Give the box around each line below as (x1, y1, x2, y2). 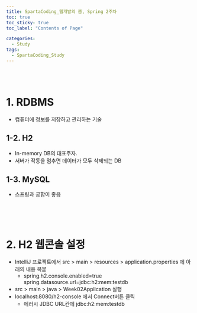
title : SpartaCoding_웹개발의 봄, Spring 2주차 (6, 8, 117, 15)
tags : (6, 47, 20, 53)
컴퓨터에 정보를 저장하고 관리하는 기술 (14, 116, 102, 123)
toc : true (6, 14, 31, 20)
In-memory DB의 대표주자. (14, 149, 78, 156)
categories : (6, 36, 35, 42)
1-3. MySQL (6, 174, 50, 184)
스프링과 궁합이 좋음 (14, 191, 61, 198)
